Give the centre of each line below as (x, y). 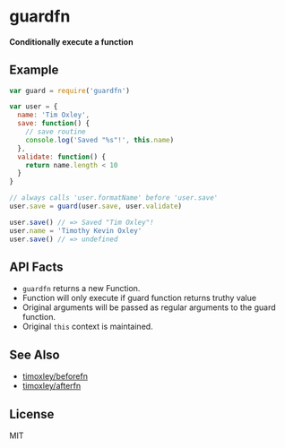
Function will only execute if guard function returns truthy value (139, 298)
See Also (35, 354)
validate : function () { (61, 157)
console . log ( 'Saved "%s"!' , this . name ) (100, 140)
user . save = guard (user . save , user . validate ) (95, 207)
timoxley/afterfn (52, 386)
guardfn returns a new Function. (81, 289)
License (32, 414)
